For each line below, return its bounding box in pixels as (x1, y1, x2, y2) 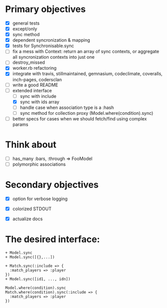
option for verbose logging (12, 196, 68, 202)
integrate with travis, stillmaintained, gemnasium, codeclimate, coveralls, (12, 71, 163, 77)
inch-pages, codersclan (12, 76, 62, 82)
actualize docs (12, 216, 43, 222)
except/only (12, 26, 38, 32)
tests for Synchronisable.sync (12, 43, 74, 49)
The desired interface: (5, 234, 100, 245)
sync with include (20, 93, 57, 99)
